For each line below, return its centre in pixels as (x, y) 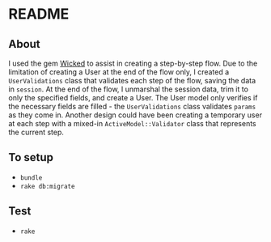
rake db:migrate (47, 186)
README (39, 14)
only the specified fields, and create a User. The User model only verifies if (133, 98)
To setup (31, 157)
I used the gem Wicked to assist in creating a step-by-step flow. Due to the (133, 63)
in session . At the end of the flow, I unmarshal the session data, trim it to (129, 89)
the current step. (36, 132)
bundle (31, 178)
